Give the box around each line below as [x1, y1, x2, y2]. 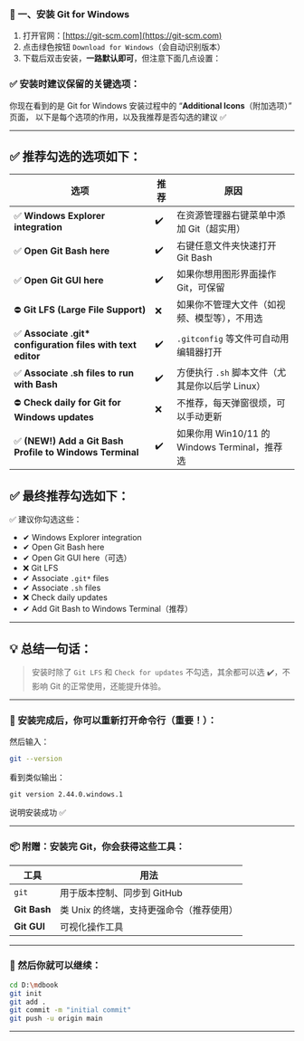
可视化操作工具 [60, 921, 124, 933]
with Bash [14, 378, 58, 391]
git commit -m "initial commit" [9, 1006, 131, 1015]
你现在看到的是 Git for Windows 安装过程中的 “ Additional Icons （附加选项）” [9, 100, 292, 110]
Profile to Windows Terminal [14, 446, 139, 459]
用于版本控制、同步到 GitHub [60, 886, 183, 899]
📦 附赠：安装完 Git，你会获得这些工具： [9, 840, 185, 853]
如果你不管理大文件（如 [176, 299, 277, 311]
